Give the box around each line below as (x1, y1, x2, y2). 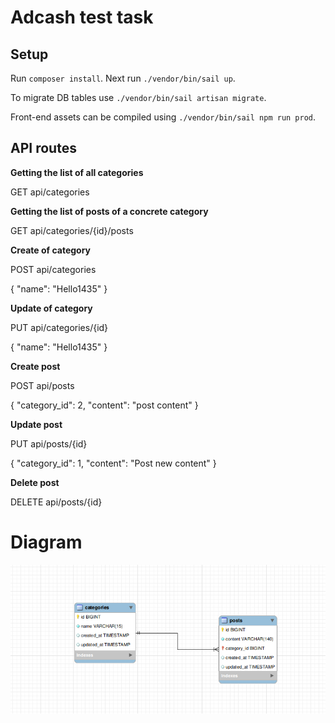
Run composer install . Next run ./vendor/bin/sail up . (10, 72, 236, 84)
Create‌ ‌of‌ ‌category (10, 244, 92, 256)
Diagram (10, 531, 83, 553)
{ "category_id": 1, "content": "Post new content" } (10, 457, 217, 469)
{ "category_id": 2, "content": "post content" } (10, 399, 199, 411)
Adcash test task (10, 6, 154, 29)
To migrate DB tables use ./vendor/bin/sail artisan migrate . (10, 92, 267, 103)
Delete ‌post (10, 476, 60, 488)
